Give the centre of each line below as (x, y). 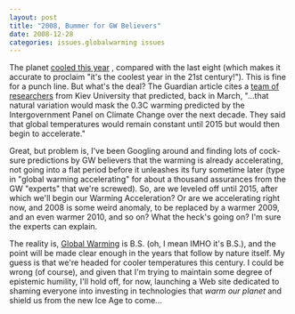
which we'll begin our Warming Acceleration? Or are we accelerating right (145, 198)
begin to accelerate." (48, 133)
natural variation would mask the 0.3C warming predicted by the (127, 105)
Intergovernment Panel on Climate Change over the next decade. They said (147, 115)
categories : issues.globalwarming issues (87, 42)
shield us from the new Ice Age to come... (86, 301)
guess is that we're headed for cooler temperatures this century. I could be (147, 262)
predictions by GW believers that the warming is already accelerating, (155, 160)
